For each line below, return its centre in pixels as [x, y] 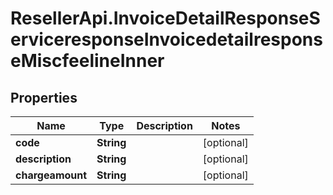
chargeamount [51, 175]
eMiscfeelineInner [87, 61]
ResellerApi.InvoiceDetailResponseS [165, 18]
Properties [44, 97]
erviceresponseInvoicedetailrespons [166, 39]
